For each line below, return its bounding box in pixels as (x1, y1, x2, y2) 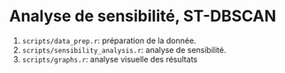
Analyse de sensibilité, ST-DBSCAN (9, 6, 277, 26)
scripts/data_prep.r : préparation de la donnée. (21, 35, 196, 46)
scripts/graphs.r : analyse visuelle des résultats (21, 54, 197, 64)
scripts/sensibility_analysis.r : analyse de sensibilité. (21, 44, 227, 55)
